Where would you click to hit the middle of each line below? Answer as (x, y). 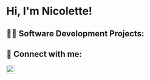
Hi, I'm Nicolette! (49, 11)
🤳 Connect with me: (44, 54)
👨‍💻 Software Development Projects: (75, 34)
